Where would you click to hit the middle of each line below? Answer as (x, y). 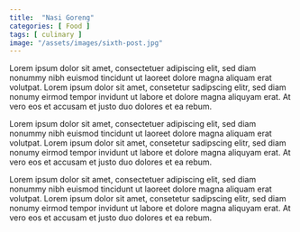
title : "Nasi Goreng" (52, 18)
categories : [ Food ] (50, 26)
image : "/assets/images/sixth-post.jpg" (86, 43)
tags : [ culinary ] (46, 34)
